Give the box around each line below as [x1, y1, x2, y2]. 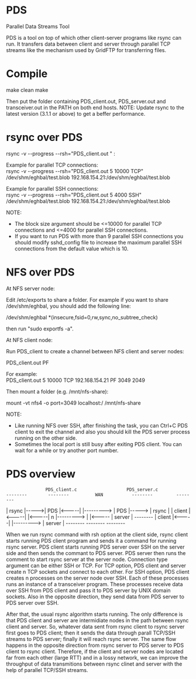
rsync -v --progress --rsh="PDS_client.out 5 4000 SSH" [6, 191, 142, 198]
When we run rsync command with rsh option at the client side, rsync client [6, 530, 188, 538]
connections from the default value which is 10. [14, 245, 129, 252]
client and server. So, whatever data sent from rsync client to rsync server [6, 623, 185, 630]
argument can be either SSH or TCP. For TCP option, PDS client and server [6, 562, 186, 569]
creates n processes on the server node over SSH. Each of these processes [6, 574, 189, 581]
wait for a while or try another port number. [14, 447, 119, 454]
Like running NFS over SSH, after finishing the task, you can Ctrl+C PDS [14, 422, 188, 429]
